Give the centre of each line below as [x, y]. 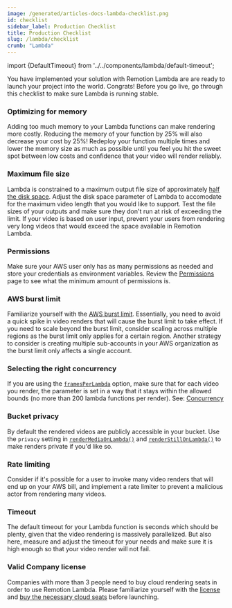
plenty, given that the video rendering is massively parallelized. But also [109, 535]
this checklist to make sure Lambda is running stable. [83, 93]
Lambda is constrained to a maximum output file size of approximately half [114, 189]
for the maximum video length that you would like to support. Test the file [111, 204]
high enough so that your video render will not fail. [79, 549]
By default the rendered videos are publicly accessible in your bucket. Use [114, 431]
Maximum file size [39, 174]
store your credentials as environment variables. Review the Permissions [111, 274]
